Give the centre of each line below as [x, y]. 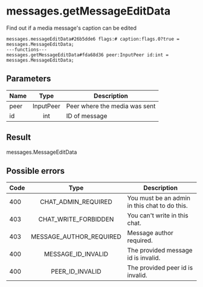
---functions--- [27, 50]
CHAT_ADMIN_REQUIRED [76, 202]
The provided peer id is [160, 268]
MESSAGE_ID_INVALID [76, 254]
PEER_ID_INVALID [76, 272]
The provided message [160, 251]
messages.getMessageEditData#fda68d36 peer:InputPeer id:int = [88, 55]
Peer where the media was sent [111, 106]
